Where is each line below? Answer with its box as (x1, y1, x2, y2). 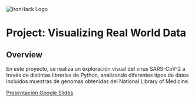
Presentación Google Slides (6, 89, 74, 96)
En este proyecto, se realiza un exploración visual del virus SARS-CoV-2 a (6, 65, 186, 72)
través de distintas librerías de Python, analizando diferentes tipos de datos (6, 71, 189, 78)
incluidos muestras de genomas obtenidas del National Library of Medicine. (6, 78, 190, 85)
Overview (6, 50, 43, 60)
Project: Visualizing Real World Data (6, 27, 187, 40)
